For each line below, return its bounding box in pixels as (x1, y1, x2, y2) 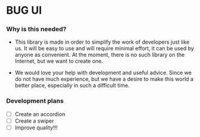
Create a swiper (14, 117, 54, 124)
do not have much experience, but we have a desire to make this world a (14, 75, 194, 83)
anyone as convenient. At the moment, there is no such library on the (14, 51, 185, 59)
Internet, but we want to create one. (14, 57, 103, 65)
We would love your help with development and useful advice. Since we (14, 69, 192, 77)
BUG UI (6, 4, 42, 17)
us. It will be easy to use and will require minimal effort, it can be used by (14, 45, 194, 52)
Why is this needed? (6, 25, 67, 34)
